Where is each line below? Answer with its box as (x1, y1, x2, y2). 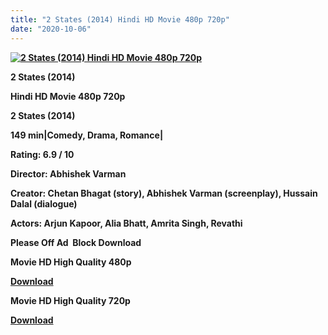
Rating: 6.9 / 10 (10, 148, 75, 160)
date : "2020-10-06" (10, 24, 92, 34)
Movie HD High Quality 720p (10, 294, 131, 306)
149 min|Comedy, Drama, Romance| (10, 129, 164, 141)
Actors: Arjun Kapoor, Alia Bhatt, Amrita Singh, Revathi (10, 217, 243, 229)
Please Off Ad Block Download (10, 236, 142, 248)
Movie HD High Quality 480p (10, 256, 132, 268)
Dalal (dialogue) (10, 197, 78, 210)
